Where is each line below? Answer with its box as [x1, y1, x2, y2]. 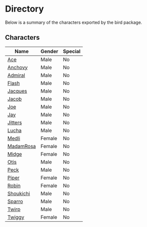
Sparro [7, 198, 23, 205]
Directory [5, 3, 44, 15]
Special [63, 48, 81, 54]
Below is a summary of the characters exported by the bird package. [5, 19, 142, 25]
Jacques [7, 87, 28, 94]
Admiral [7, 72, 25, 79]
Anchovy [7, 64, 28, 71]
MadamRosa [7, 143, 36, 149]
